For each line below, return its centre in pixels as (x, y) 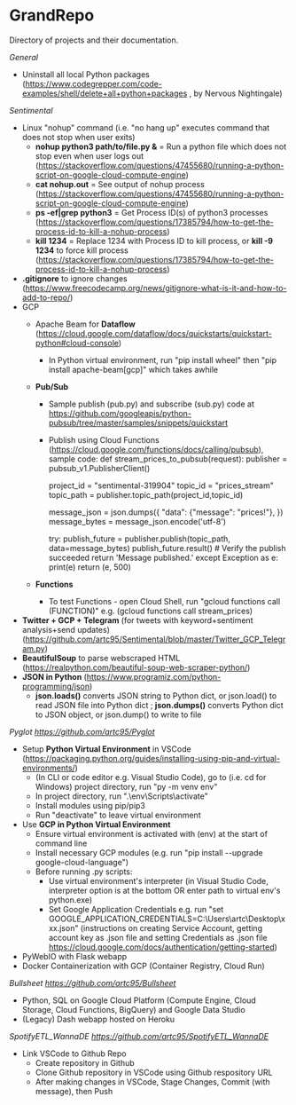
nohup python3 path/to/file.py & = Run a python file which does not (161, 146)
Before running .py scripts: (84, 872)
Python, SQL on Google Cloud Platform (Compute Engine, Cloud (139, 1000)
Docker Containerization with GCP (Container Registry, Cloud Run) (144, 966)
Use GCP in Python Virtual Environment (96, 824)
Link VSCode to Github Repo (74, 1054)
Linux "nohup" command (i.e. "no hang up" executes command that (146, 127)
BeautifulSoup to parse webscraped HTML (101, 658)
